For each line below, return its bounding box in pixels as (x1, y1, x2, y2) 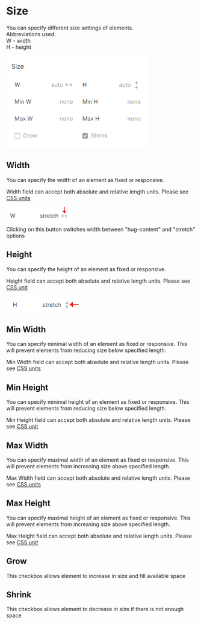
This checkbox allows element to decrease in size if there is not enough (6, 606, 184, 613)
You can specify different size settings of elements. (6, 24, 134, 31)
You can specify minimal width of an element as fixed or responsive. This (6, 341, 188, 348)
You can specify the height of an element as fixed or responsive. (6, 265, 167, 272)
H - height (6, 43, 31, 51)
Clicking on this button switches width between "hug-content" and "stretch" (6, 225, 196, 233)
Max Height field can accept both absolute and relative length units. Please (6, 532, 193, 539)
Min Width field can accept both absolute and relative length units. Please (6, 359, 189, 366)
